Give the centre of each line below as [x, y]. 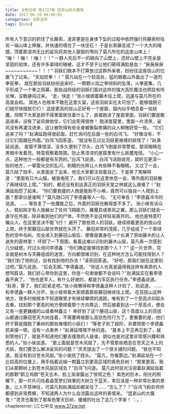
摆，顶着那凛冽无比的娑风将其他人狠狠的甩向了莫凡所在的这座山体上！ [78, 52]
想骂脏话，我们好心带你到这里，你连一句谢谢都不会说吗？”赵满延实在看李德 [84, 273]
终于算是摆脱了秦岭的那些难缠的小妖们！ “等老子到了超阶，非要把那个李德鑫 [84, 324]
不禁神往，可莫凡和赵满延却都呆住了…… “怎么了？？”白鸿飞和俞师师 [93, 387]
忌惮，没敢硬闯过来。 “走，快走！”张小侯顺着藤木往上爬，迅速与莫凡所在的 [83, 96]
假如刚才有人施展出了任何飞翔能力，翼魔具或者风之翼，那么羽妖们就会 [87, 210]
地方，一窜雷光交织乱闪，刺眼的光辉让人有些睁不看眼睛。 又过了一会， [88, 165]
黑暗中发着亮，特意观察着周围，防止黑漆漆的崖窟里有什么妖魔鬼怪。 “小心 [82, 153]
